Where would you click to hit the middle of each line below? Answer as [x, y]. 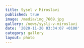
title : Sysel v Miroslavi [32, 10]
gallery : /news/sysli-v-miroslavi [41, 24]
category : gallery [24, 33]
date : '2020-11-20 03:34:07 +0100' [43, 28]
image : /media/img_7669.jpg [35, 19]
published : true [22, 14]
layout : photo [20, 38]
